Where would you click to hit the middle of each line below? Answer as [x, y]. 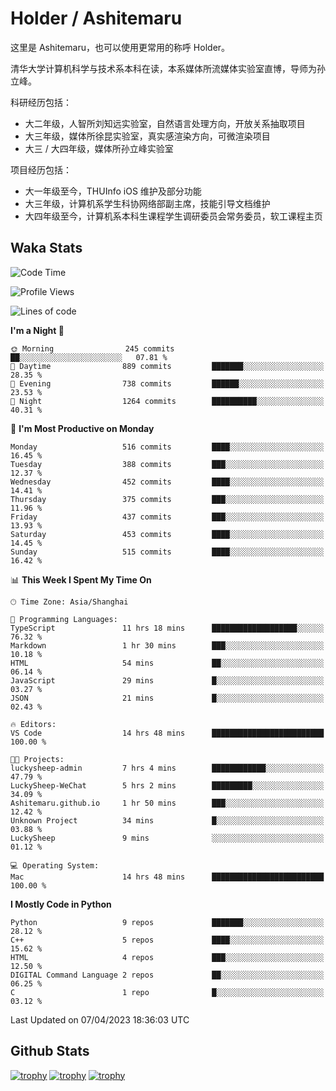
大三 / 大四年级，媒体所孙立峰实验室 [99, 148]
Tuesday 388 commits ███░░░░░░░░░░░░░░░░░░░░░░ [167, 464]
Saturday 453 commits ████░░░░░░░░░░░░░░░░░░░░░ [167, 534]
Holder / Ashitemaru [96, 18]
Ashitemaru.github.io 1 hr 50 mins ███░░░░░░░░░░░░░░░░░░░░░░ [167, 803]
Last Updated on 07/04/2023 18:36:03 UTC [100, 1019]
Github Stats [50, 1051]
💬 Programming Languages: [64, 619]
